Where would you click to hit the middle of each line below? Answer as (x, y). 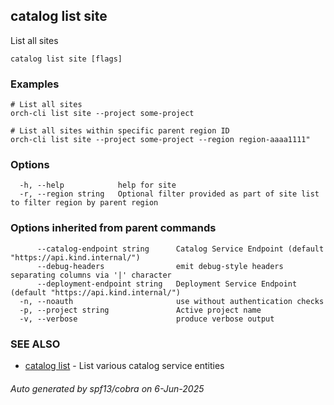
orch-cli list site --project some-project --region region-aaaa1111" (160, 140)
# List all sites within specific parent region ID (120, 131)
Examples (35, 84)
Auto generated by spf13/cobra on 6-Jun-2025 (107, 388)
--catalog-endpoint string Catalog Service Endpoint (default (180, 249)
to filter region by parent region (84, 203)
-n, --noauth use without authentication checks (172, 301)
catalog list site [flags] (66, 59)
